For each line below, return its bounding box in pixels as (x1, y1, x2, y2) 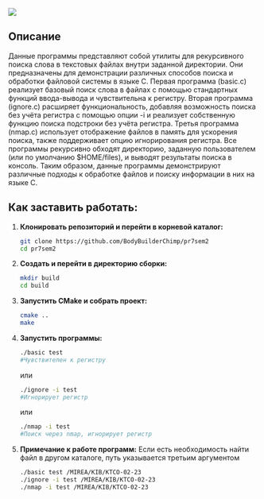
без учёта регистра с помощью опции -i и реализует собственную (8, 110, 236, 119)
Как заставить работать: (8, 201, 138, 215)
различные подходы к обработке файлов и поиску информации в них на (8, 169, 255, 179)
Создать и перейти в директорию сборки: (19, 259, 168, 269)
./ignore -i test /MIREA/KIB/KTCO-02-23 (19, 476, 156, 484)
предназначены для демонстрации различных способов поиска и (8, 68, 234, 77)
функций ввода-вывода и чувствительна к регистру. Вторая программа (8, 93, 253, 103)
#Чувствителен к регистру (19, 356, 106, 364)
